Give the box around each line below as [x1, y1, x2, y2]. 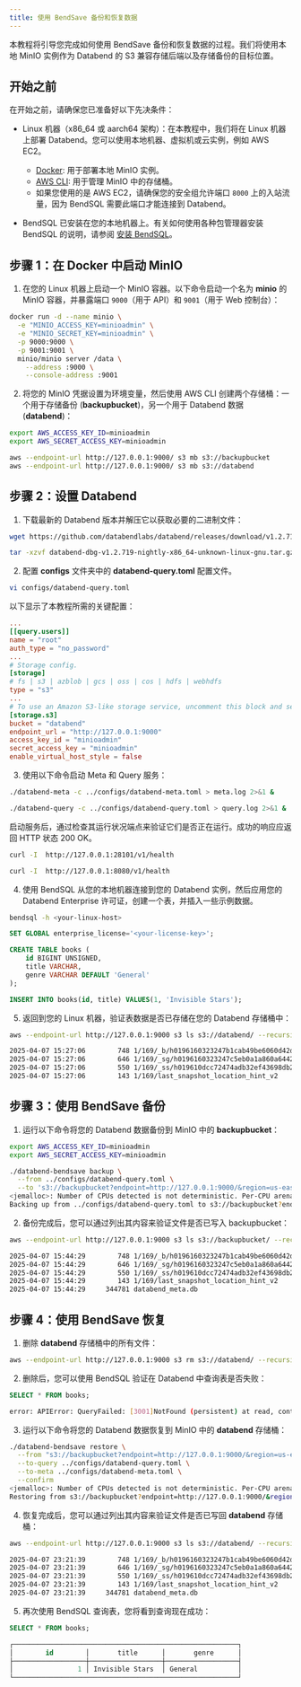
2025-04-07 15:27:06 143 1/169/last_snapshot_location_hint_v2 [9, 1072, 279, 1081]
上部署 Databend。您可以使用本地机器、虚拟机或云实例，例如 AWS [21, 135, 270, 145]
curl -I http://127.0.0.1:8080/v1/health [9, 866, 170, 875]
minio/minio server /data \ [17, 354, 123, 364]
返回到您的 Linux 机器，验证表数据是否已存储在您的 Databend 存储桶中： [21, 1012, 292, 1024]
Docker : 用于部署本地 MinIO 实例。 [35, 165, 164, 176]
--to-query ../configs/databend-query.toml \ [17, 1459, 191, 1468]
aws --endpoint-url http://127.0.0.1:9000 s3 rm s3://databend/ [9, 1355, 254, 1365]
